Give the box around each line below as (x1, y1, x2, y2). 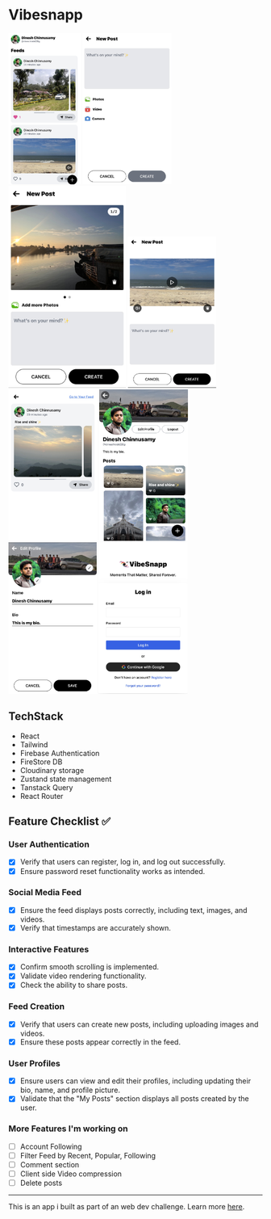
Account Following (19, 1141, 82, 1151)
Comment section (19, 1159, 80, 1169)
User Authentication (8, 839, 90, 850)
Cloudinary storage (19, 765, 85, 775)
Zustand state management (19, 774, 112, 784)
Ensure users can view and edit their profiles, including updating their (19, 1076, 252, 1086)
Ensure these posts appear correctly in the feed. (19, 1036, 181, 1047)
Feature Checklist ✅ (8, 814, 111, 829)
